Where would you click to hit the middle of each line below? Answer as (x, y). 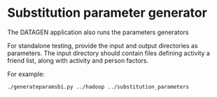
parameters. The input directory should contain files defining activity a (108, 53)
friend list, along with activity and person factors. (78, 60)
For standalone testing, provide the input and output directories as (103, 45)
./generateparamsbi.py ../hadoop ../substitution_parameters (98, 87)
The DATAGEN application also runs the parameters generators (98, 32)
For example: (26, 74)
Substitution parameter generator (107, 13)
